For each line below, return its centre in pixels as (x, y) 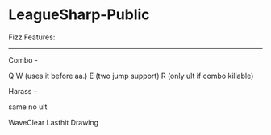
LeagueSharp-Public (79, 15)
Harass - (23, 91)
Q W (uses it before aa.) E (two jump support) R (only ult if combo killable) (131, 76)
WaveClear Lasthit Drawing (54, 122)
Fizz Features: (32, 37)
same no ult (28, 107)
